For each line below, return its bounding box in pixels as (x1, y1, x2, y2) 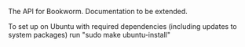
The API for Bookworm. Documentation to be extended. (8, 7, 188, 16)
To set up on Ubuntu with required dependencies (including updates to (8, 22, 237, 31)
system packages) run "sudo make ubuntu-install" (8, 31, 171, 39)
